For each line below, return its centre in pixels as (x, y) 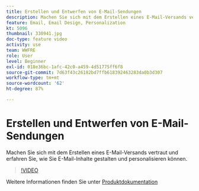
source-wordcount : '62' (36, 84)
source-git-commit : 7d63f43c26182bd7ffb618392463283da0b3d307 (84, 72)
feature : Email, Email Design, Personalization (66, 23)
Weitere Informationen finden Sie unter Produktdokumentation (82, 182)
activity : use (24, 45)
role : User (20, 56)
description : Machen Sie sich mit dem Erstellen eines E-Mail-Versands (96, 17)
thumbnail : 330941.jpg (34, 34)
